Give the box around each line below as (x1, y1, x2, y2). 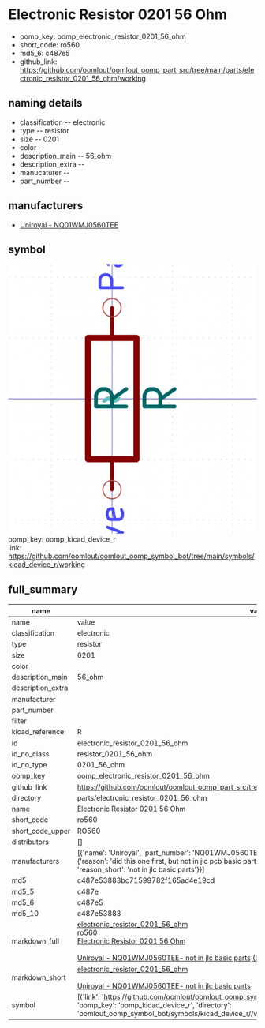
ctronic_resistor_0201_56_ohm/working (19, 73, 146, 83)
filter (11, 716, 28, 726)
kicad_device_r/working (8, 560, 85, 569)
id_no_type (11, 760, 47, 770)
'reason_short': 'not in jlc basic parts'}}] (77, 865, 205, 874)
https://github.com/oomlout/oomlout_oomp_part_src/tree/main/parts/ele (19, 65, 255, 74)
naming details (8, 96, 83, 110)
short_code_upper (11, 826, 71, 835)
